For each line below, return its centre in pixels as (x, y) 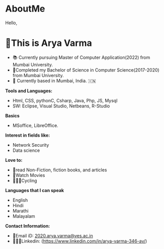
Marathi (20, 211)
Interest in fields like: (28, 135)
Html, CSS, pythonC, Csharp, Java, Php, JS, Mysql (65, 100)
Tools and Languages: (29, 91)
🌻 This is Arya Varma (49, 43)
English (20, 200)
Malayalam (24, 216)
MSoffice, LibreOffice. (35, 125)
